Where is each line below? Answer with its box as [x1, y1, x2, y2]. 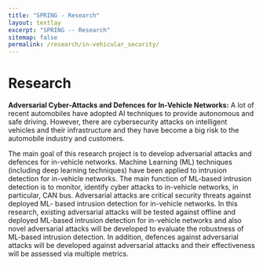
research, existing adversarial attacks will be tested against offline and [8, 207, 236, 217]
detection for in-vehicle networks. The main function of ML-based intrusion [8, 174, 252, 184]
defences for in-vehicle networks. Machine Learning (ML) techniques [8, 158, 233, 167]
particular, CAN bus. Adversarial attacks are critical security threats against [8, 191, 251, 200]
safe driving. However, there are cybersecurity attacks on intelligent [8, 117, 228, 126]
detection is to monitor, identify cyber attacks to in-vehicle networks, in [8, 182, 239, 192]
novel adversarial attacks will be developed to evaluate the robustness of [8, 224, 245, 234]
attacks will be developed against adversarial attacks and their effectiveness [8, 241, 255, 250]
